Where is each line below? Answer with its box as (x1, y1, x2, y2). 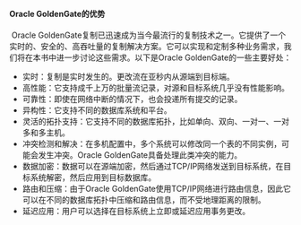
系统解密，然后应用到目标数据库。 (30, 172, 157, 183)
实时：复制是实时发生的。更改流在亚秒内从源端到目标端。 (21, 72, 235, 82)
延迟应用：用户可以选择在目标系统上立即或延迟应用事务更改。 (21, 206, 251, 217)
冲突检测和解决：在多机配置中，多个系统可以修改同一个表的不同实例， (21, 139, 282, 150)
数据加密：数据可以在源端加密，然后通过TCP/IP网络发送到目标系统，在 (21, 161, 284, 172)
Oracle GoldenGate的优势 (9, 8, 106, 19)
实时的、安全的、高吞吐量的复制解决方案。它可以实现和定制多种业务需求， (9, 41, 284, 52)
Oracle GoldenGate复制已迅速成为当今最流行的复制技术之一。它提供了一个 (11, 30, 287, 40)
